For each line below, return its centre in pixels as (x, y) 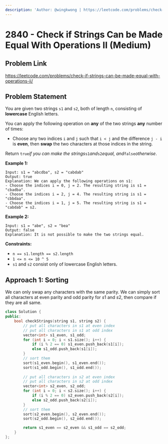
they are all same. (23, 302)
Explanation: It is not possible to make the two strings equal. (74, 235)
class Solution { (23, 312)
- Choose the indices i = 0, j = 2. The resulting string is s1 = (76, 185)
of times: (14, 129)
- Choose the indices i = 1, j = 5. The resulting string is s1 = (76, 203)
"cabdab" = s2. (21, 207)
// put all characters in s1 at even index (69, 325)
